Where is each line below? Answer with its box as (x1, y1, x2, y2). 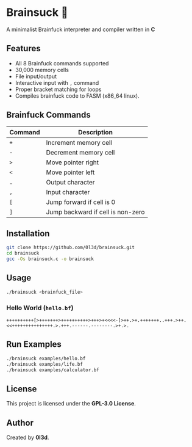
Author (6, 418, 34, 428)
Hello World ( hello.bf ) (6, 303, 74, 312)
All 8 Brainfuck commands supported (15, 59, 109, 67)
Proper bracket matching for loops (15, 85, 102, 93)
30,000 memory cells (15, 66, 69, 73)
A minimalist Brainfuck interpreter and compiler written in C (6, 26, 155, 33)
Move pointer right (46, 158, 99, 167)
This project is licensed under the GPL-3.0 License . (6, 400, 136, 407)
